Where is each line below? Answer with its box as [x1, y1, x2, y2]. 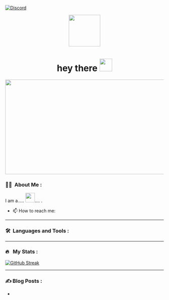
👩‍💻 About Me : [5, 181, 42, 188]
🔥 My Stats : [5, 248, 38, 255]
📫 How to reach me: [12, 208, 56, 214]
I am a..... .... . [5, 197, 43, 204]
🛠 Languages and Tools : [5, 227, 69, 234]
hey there [57, 63, 98, 74]
